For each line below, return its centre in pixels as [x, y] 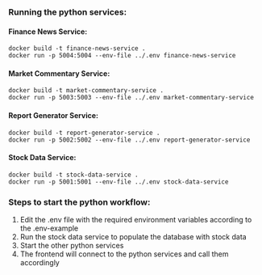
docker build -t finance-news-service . [77, 49]
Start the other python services [72, 246]
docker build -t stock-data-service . [73, 175]
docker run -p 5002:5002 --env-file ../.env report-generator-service [129, 140]
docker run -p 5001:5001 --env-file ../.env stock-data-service [119, 182]
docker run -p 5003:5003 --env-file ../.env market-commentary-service [131, 98]
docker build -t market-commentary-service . [86, 91]
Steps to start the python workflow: [79, 202]
